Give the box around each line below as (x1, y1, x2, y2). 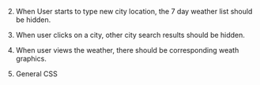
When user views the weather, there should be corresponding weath (15, 46, 239, 54)
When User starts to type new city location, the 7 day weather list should (15, 7, 253, 16)
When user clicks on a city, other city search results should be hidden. (15, 31, 245, 39)
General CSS (15, 69, 58, 78)
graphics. (15, 54, 47, 63)
